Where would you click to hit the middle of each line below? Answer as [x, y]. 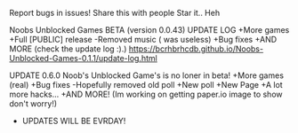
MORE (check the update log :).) [68, 49]
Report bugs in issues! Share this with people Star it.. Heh [115, 13]
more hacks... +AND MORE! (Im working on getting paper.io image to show [146, 94]
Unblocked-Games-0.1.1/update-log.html [83, 58]
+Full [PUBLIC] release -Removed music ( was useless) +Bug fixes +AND [143, 39]
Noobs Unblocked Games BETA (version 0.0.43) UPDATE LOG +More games [149, 30]
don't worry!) [33, 104]
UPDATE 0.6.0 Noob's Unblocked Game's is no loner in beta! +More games [147, 75]
